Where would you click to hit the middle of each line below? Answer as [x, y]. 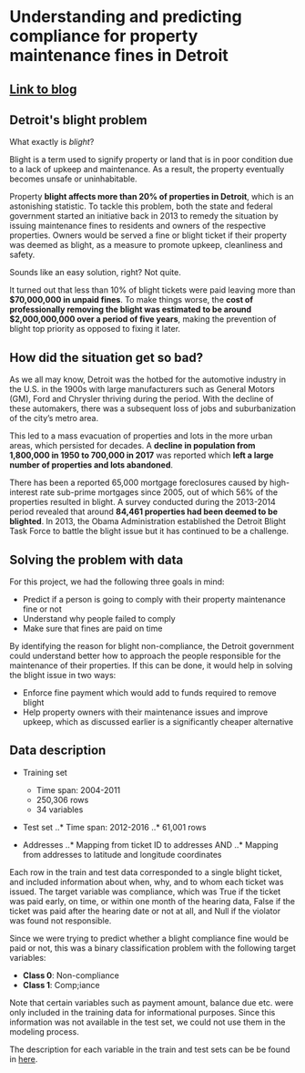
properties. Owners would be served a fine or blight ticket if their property [148, 235]
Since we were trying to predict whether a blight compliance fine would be [149, 938]
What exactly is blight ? [52, 142]
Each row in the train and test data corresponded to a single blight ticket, [146, 872]
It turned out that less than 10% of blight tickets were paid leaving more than [152, 290]
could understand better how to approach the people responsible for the [145, 656]
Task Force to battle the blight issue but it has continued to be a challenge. [149, 531]
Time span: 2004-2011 [78, 789]
